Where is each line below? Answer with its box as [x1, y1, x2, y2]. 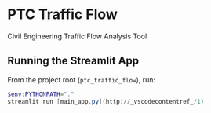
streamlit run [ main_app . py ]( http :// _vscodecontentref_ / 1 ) [7, 97, 205, 105]
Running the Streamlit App [7, 54, 140, 67]
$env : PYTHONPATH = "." [7, 90, 75, 98]
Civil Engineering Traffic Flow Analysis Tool [7, 31, 147, 41]
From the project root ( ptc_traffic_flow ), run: [7, 75, 156, 84]
